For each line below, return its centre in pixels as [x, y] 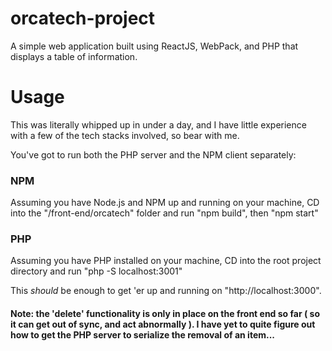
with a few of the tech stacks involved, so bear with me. [125, 135]
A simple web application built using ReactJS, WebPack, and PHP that [154, 46]
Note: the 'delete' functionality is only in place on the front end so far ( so [165, 314]
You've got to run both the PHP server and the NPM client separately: [153, 154]
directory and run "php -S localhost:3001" [96, 271]
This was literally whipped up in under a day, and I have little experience [158, 124]
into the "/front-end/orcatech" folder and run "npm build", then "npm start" [164, 213]
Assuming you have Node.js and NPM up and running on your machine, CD [165, 203]
